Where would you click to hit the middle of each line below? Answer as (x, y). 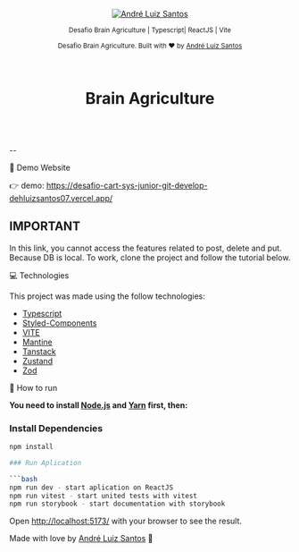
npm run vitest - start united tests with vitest (104, 496)
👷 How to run (33, 387)
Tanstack (39, 351)
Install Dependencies (56, 428)
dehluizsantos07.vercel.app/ (61, 198)
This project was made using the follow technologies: (107, 296)
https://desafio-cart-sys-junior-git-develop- (127, 185)
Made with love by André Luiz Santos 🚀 (81, 539)
